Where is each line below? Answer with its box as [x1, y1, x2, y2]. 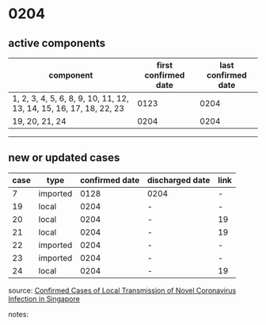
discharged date [146, 174, 211, 185]
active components [8, 36, 106, 50]
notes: [8, 309, 29, 319]
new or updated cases [8, 151, 120, 165]
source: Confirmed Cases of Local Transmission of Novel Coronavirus [8, 285, 237, 295]
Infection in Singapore [8, 294, 81, 304]
